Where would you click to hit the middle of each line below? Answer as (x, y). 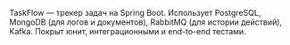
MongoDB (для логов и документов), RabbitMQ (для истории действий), (146, 22)
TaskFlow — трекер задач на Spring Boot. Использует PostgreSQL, (135, 13)
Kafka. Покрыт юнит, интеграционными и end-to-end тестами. (128, 31)
